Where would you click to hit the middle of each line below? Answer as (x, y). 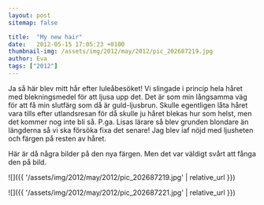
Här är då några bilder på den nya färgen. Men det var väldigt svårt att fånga (132, 153)
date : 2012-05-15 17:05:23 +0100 (67, 44)
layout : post (30, 15)
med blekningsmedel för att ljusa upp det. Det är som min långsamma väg (128, 97)
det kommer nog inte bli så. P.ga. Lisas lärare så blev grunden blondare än (128, 122)
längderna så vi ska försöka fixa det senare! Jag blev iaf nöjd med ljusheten (131, 130)
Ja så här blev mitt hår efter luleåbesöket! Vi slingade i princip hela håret (125, 88)
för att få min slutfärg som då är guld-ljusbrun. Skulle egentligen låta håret (128, 105)
